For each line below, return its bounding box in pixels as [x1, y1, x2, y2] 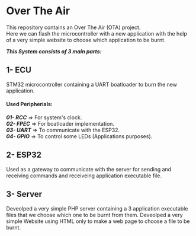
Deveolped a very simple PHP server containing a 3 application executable [6, 205, 188, 212]
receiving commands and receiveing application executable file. [6, 172, 162, 179]
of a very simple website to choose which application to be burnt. [6, 36, 166, 43]
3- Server [6, 189, 43, 199]
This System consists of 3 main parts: [6, 47, 102, 55]
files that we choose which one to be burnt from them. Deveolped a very [6, 211, 183, 218]
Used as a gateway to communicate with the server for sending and [6, 165, 172, 173]
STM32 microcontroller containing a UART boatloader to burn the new [6, 81, 178, 88]
